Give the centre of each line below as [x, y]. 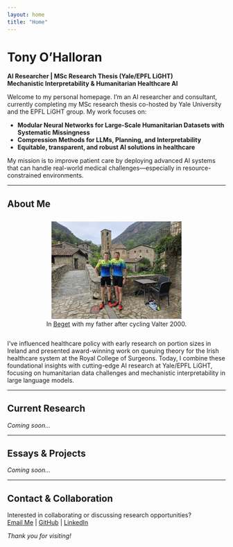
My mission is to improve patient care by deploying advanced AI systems [112, 161]
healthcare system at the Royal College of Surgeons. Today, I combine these [116, 358]
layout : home [26, 15]
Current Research [46, 409]
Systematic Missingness [53, 132]
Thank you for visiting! [39, 536]
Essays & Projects [46, 454]
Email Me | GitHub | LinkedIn [48, 523]
